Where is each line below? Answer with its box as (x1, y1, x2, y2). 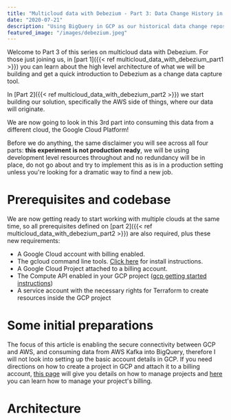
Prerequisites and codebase (7, 192, 171, 208)
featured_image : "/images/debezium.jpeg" (7, 29, 128, 36)
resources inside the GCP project (16, 294, 111, 302)
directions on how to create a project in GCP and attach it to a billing (7, 362, 201, 371)
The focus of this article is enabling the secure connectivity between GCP (7, 340, 217, 349)
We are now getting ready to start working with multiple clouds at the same (7, 215, 220, 223)
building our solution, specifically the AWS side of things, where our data (7, 97, 213, 106)
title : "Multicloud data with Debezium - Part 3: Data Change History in (7, 10, 223, 17)
